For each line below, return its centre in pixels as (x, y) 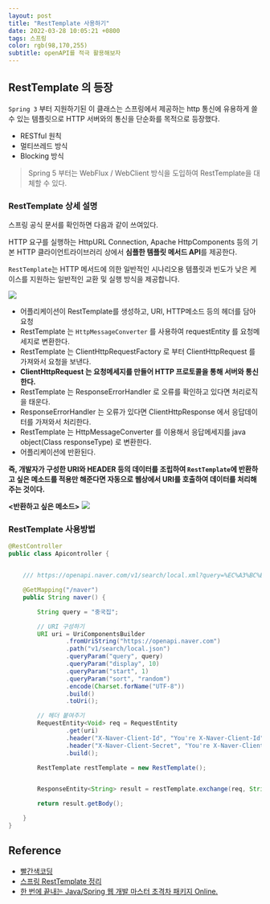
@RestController (35, 547)
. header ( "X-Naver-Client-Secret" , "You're (138, 746)
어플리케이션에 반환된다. (58, 452)
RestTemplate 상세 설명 (53, 206)
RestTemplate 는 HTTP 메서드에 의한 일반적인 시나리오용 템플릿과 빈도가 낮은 (128, 269)
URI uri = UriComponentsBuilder (92, 634)
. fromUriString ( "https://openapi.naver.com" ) (143, 641)
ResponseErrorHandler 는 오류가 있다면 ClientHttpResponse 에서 (125, 412)
